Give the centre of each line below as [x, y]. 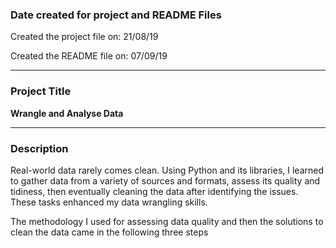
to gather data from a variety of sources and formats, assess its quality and [165, 180]
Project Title [41, 91]
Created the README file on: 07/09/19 [89, 56]
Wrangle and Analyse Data [67, 113]
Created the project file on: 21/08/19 [84, 37]
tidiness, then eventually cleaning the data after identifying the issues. [154, 191]
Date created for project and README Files [116, 15]
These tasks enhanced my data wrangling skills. [109, 202]
